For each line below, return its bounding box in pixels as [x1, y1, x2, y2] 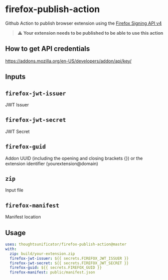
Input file [5, 187, 24, 193]
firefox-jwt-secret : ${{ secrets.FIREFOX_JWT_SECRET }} [10, 260, 129, 265]
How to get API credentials [5, 44, 90, 53]
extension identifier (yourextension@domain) [5, 160, 99, 167]
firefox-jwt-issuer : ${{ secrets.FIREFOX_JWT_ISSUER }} [10, 256, 129, 261]
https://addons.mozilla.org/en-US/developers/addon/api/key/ [5, 58, 132, 64]
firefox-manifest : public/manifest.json [10, 270, 95, 275]
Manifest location [5, 214, 41, 220]
